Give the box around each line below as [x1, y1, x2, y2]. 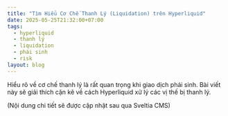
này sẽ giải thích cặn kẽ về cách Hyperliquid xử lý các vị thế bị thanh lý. [7, 88, 211, 96]
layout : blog [7, 61, 45, 68]
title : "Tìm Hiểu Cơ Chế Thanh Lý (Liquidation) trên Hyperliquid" [7, 10, 207, 17]
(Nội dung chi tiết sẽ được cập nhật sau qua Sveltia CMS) [7, 101, 171, 109]
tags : [7, 23, 23, 30]
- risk [13, 55, 33, 62]
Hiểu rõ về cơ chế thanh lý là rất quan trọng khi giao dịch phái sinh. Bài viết [7, 80, 221, 88]
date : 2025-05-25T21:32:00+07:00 [7, 17, 104, 23]
